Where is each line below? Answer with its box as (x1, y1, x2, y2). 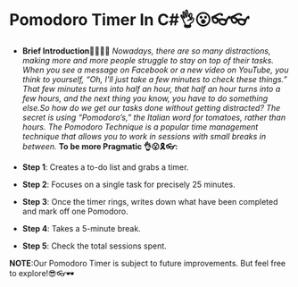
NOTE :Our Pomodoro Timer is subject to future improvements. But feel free (9, 257, 286, 268)
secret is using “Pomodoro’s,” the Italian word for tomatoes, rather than (21, 112, 286, 122)
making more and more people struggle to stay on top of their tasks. (21, 55, 274, 65)
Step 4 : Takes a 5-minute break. (21, 223, 141, 233)
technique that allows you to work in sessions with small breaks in (21, 131, 266, 141)
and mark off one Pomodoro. (21, 206, 128, 216)
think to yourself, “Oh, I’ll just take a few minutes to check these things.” (21, 73, 288, 84)
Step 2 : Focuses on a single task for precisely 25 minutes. (21, 179, 236, 190)
